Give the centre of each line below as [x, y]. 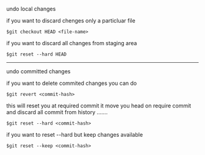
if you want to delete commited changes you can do [72, 83]
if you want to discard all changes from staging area [72, 43]
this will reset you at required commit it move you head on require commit [99, 106]
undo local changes [31, 9]
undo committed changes [39, 71]
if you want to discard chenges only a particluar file [71, 20]
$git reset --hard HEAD [37, 54]
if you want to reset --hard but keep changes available [75, 135]
